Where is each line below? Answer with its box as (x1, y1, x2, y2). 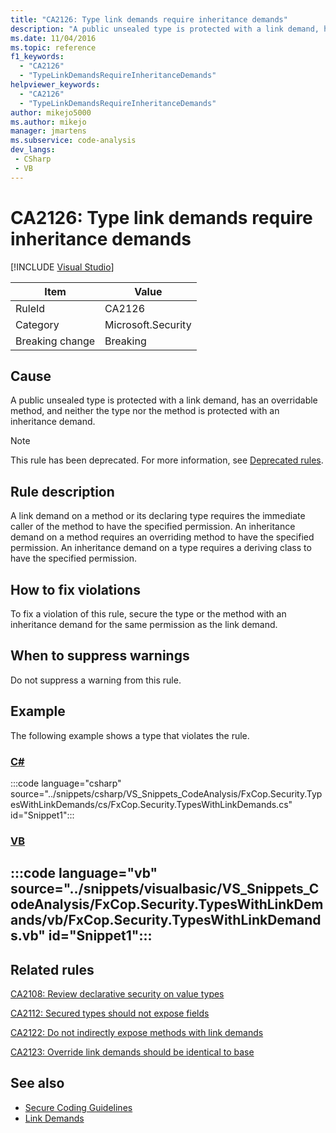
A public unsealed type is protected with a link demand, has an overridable (10, 394, 318, 406)
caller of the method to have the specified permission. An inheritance (10, 521, 296, 533)
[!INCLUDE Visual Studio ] (10, 261, 115, 273)
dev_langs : (10, 145, 56, 155)
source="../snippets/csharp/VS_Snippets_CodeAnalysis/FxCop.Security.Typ (10, 787, 323, 800)
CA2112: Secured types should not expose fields (10, 1007, 210, 1020)
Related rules (10, 961, 95, 978)
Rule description (10, 483, 115, 500)
